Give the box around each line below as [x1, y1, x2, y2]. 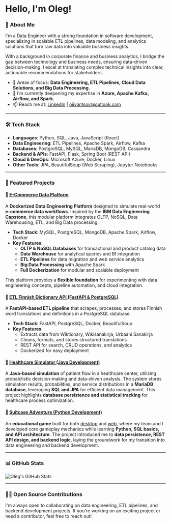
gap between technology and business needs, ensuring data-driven [5, 59, 148, 65]
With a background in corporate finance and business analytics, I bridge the [5, 53, 164, 60]
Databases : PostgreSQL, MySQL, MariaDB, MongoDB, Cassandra [12, 145, 151, 152]
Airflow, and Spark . [12, 96, 54, 102]
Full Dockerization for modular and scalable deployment [20, 267, 139, 273]
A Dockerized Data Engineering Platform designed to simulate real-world [5, 203, 160, 209]
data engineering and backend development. [5, 442, 99, 448]
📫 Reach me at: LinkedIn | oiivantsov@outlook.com [12, 101, 121, 107]
